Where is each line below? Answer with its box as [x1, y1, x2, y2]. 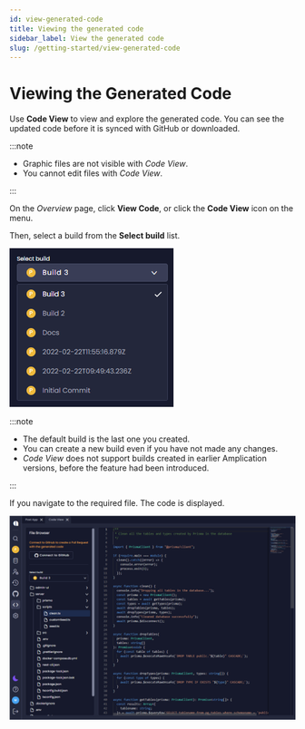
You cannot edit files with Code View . [22, 168, 163, 179]
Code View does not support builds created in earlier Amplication [22, 453, 268, 464]
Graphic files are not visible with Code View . [22, 159, 189, 170]
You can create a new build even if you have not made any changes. [22, 443, 279, 454]
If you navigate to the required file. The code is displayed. [9, 498, 225, 509]
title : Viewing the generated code [9, 24, 144, 34]
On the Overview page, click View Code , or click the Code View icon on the [9, 203, 293, 214]
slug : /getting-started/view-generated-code [9, 44, 181, 53]
